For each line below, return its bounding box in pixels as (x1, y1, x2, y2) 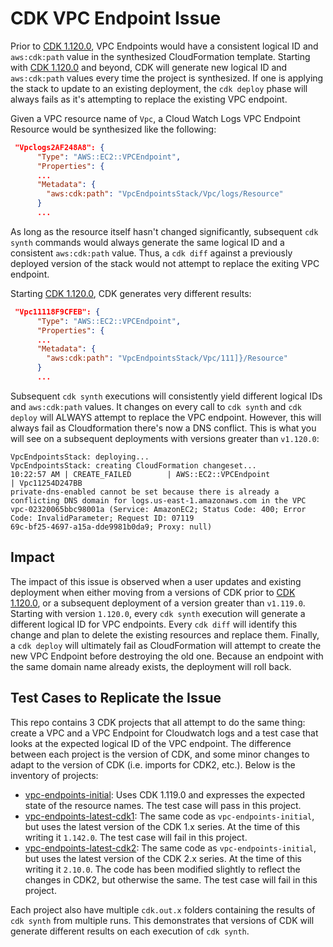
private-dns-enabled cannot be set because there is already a (10, 487, 280, 497)
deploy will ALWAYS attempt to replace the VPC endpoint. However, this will (10, 411, 322, 423)
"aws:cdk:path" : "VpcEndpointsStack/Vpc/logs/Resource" (46, 189, 284, 199)
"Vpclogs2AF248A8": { (14, 142, 105, 152)
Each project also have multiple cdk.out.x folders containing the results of (10, 903, 316, 916)
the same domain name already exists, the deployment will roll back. (10, 660, 292, 672)
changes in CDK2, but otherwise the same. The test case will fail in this (24, 873, 318, 886)
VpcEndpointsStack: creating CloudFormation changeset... (10, 460, 257, 471)
